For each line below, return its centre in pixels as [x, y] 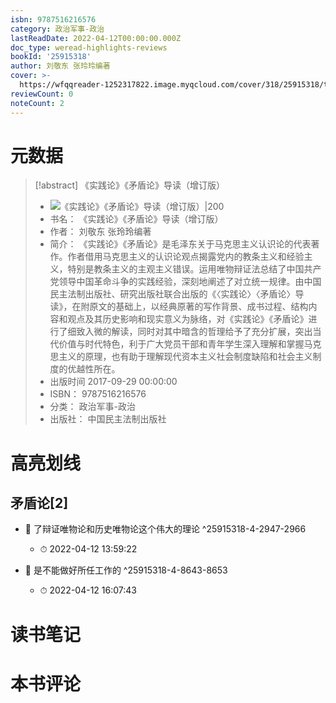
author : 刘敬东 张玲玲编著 [60, 66]
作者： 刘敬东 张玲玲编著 [100, 232]
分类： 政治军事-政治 [92, 407]
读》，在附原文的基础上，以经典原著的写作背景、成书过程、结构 [179, 307]
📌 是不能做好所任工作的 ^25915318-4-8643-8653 [126, 570]
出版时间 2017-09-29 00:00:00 [113, 382]
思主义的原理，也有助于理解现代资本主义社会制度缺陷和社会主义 [181, 357]
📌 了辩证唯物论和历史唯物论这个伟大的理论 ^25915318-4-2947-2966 [165, 529]
